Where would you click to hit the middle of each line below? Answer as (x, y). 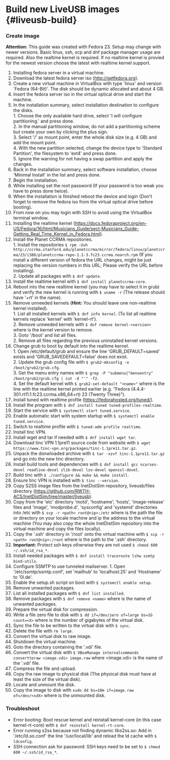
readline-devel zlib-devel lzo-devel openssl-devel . (83, 470)
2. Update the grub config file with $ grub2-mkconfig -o (71, 362)
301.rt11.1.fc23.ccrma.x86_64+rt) (47, 394)
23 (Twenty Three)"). (104, 394)
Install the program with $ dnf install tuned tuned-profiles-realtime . (88, 405)
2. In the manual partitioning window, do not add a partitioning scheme (87, 126)
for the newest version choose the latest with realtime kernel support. (78, 63)
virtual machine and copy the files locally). (57, 529)
